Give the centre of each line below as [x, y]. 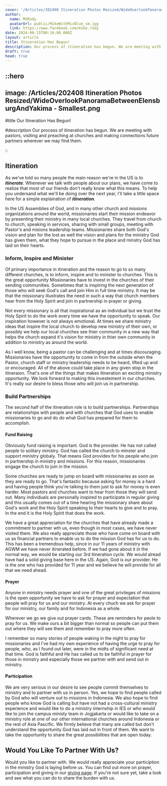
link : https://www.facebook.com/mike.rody [54, 28]
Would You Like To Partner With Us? [62, 750]
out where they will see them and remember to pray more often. [70, 629]
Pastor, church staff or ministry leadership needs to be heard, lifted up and [82, 362]
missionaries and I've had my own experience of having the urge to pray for [83, 643]
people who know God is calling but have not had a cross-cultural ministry [81, 703]
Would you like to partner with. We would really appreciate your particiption [82, 762]
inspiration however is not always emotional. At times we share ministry [78, 321]
